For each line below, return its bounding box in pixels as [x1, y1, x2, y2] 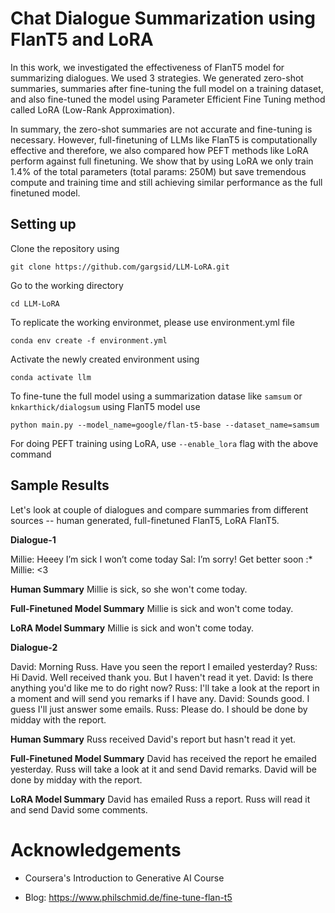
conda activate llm [10, 372, 92, 382]
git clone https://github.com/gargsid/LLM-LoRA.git [10, 262, 230, 272]
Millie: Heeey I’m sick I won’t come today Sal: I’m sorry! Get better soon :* [10, 553, 313, 565]
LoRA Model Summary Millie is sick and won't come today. [10, 622, 254, 634]
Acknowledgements [10, 838, 182, 861]
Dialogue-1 [10, 533, 57, 546]
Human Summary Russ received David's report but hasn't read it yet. [10, 733, 297, 745]
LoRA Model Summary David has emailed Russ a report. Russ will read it [10, 793, 311, 805]
